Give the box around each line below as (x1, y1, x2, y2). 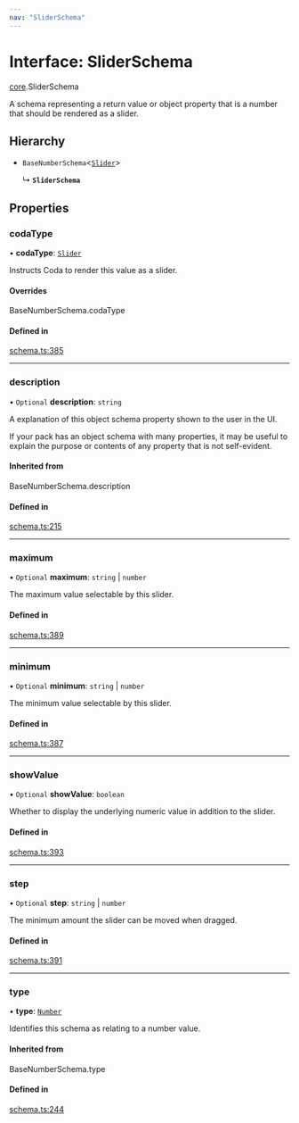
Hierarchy (9, 133, 66, 148)
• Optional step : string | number (9, 897, 126, 908)
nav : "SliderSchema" (9, 12, 86, 22)
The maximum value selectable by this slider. (9, 589, 174, 600)
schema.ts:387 (9, 738, 64, 749)
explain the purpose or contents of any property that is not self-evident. (9, 440, 272, 451)
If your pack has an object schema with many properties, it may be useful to (9, 430, 288, 442)
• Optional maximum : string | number (9, 572, 147, 583)
